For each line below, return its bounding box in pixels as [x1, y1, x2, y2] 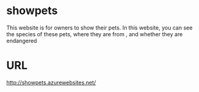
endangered [6, 37, 37, 44]
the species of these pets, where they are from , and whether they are [6, 30, 183, 37]
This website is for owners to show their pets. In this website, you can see [6, 24, 193, 31]
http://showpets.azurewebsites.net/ [6, 79, 96, 86]
